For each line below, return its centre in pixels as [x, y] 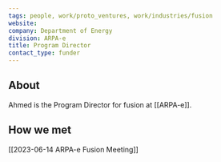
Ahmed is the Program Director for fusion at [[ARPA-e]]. [100, 104]
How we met [40, 130]
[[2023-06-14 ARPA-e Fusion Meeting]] [73, 149]
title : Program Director [50, 46]
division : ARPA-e [37, 38]
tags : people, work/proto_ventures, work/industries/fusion [111, 16]
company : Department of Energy [60, 30]
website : [23, 23]
